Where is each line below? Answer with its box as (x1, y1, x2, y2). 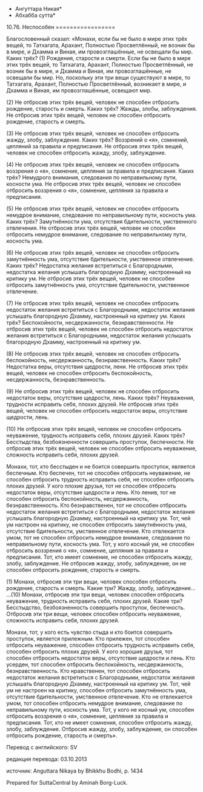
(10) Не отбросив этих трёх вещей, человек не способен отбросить (6, 425, 182, 432)
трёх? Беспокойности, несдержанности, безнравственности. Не (6, 319, 174, 326)
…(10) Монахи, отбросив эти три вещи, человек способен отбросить (6, 591, 185, 598)
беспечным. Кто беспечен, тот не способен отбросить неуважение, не (6, 469, 191, 477)
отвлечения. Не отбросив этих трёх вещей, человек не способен (6, 224, 176, 232)
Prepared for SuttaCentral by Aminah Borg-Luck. (6, 779, 128, 786)
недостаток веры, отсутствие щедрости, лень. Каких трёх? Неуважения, (6, 394, 195, 401)
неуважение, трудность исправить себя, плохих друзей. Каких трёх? (6, 432, 185, 439)
